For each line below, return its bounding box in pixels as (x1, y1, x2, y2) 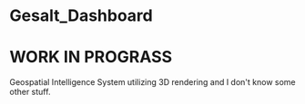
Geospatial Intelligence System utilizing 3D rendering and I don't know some (9, 77, 296, 88)
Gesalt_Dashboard (9, 5, 153, 26)
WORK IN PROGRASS (9, 47, 173, 68)
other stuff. (9, 87, 51, 98)
